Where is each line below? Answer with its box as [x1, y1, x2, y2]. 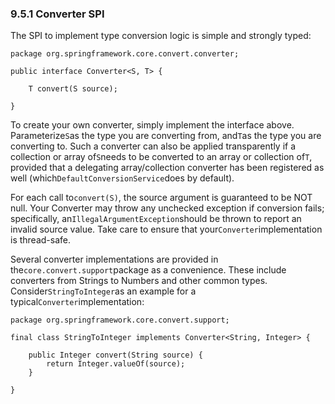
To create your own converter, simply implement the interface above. [10, 119, 295, 131]
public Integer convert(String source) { [28, 350, 203, 361]
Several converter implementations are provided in [10, 253, 219, 266]
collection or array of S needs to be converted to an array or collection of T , [10, 151, 313, 163]
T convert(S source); [28, 84, 118, 94]
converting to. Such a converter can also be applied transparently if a [10, 140, 297, 152]
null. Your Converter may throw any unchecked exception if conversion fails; [10, 202, 325, 214]
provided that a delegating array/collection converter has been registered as [10, 162, 325, 174]
